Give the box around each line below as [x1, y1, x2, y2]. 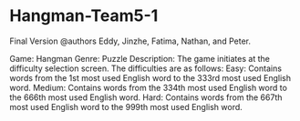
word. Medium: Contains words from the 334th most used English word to [9, 82, 287, 93]
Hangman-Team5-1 [9, 5, 159, 26]
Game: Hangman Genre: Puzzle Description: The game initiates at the [9, 53, 271, 64]
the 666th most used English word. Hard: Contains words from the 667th [9, 92, 283, 103]
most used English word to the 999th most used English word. [9, 101, 243, 112]
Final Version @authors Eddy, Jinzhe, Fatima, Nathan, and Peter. [9, 35, 251, 46]
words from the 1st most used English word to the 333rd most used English [9, 72, 292, 83]
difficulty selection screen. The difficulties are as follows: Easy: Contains [9, 63, 283, 74]
